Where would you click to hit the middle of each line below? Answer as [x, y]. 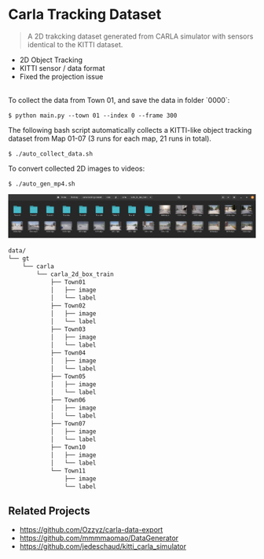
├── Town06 [68, 400]
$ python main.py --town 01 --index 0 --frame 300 [93, 116]
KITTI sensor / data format [62, 68]
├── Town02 [68, 306]
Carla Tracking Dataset [85, 15]
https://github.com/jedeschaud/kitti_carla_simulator [103, 546]
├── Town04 [68, 353]
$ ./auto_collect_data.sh [50, 154]
